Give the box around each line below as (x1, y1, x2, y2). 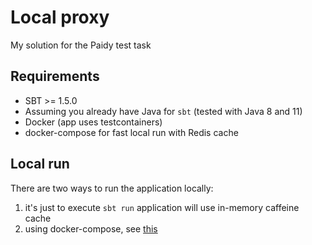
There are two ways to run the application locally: (10, 182, 214, 194)
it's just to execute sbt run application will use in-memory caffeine (24, 201, 300, 213)
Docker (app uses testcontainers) (24, 116, 163, 128)
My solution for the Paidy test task (10, 39, 152, 51)
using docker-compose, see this (24, 222, 158, 235)
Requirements (10, 68, 100, 85)
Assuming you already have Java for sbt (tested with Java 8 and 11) (24, 105, 303, 117)
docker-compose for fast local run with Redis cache (24, 126, 239, 138)
